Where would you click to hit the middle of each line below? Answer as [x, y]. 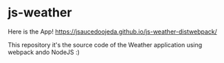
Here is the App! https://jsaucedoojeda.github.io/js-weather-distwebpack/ [112, 32]
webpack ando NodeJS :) [44, 52]
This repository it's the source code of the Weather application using [105, 45]
